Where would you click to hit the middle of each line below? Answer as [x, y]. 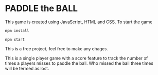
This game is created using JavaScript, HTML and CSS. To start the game [79, 22]
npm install [17, 30]
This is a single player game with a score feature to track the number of [77, 58]
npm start [15, 39]
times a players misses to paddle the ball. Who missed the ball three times [79, 63]
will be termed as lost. [27, 68]
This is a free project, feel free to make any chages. [57, 48]
